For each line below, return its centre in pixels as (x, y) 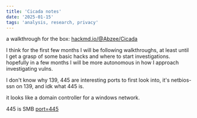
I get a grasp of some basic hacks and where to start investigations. (88, 57)
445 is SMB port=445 (32, 109)
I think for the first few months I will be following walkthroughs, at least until (98, 50)
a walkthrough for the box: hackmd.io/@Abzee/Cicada (72, 39)
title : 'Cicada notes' (34, 11)
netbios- (181, 80)
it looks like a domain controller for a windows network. (73, 98)
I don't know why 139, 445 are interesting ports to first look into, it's (88, 80)
